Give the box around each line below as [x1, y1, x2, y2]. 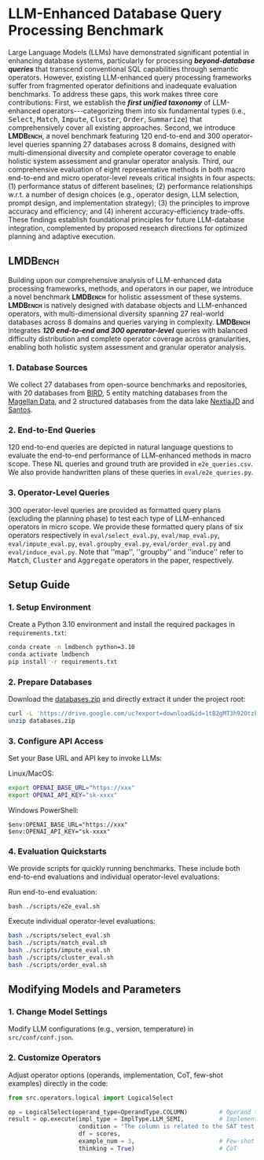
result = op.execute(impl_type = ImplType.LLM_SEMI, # [8, 1115, 223, 1123]
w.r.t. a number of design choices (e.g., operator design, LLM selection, [8, 190, 240, 199]
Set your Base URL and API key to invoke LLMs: [8, 754, 163, 763]
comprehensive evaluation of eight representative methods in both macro [8, 165, 246, 174]
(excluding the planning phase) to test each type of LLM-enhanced [8, 513, 225, 523]
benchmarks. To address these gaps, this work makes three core [8, 89, 218, 98]
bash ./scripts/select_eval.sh [8, 932, 111, 939]
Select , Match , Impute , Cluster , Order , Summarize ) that [8, 114, 203, 124]
